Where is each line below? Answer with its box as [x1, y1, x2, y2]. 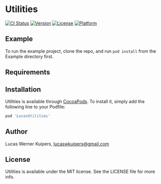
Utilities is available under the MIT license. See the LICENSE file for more [5, 168, 155, 174]
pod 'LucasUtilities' [5, 113, 51, 119]
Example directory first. [5, 53, 54, 59]
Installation [5, 85, 41, 94]
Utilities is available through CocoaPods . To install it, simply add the [5, 98, 145, 104]
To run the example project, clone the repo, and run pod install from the [5, 48, 156, 54]
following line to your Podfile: [5, 104, 66, 110]
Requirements [5, 68, 50, 76]
